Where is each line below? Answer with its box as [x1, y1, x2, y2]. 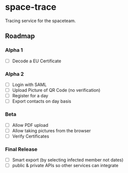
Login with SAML [12, 82, 47, 87]
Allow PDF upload [12, 122, 49, 128]
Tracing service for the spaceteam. [5, 18, 76, 24]
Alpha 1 [5, 47, 23, 54]
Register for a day [12, 93, 49, 99]
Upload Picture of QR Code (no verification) [12, 87, 101, 93]
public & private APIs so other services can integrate [12, 163, 119, 169]
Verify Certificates [12, 133, 50, 139]
